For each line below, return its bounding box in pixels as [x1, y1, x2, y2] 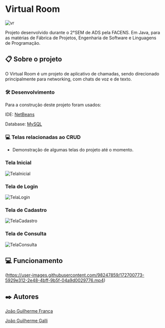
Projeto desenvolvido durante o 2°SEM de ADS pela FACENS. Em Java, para [5, 29, 160, 35]
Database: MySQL [5, 121, 42, 127]
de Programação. [5, 40, 41, 46]
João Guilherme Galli [5, 318, 48, 324]
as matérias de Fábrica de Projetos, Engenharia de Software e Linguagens [5, 35, 157, 41]
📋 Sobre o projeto [5, 55, 62, 64]
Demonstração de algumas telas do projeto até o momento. [12, 147, 134, 153]
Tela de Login [5, 183, 38, 190]
